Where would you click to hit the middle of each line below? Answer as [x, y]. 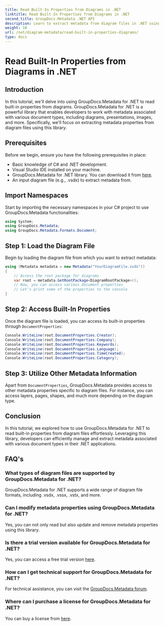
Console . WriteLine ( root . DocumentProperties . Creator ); [61, 335]
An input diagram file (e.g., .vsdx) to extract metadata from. [72, 180]
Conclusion [23, 416]
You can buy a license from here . [38, 618]
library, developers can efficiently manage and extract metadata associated [81, 438]
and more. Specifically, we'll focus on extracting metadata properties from [80, 122]
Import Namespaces [37, 196]
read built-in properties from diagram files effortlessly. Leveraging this [76, 433]
